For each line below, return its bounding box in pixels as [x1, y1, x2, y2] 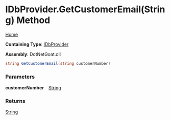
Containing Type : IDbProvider [5, 41, 69, 47]
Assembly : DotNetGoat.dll [5, 51, 61, 57]
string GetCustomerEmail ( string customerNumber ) [5, 61, 111, 66]
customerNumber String [5, 85, 61, 91]
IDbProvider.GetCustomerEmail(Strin [5, 4, 165, 15]
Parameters [5, 73, 35, 80]
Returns [5, 98, 26, 105]
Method [16, 14, 51, 26]
